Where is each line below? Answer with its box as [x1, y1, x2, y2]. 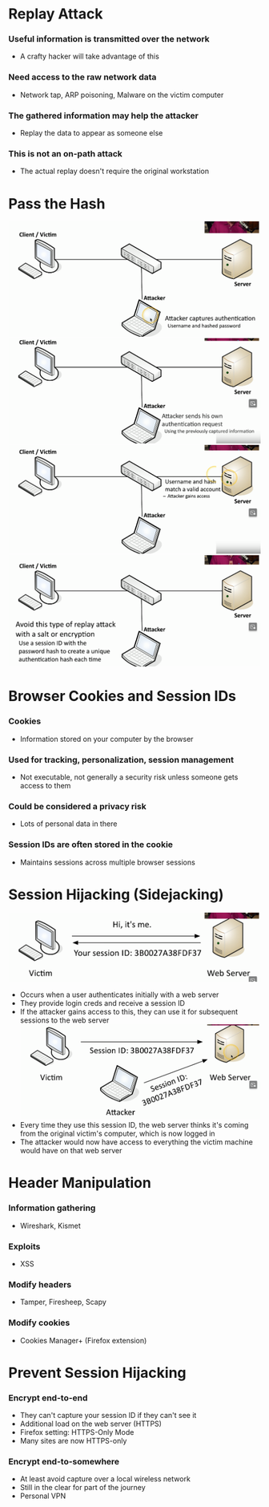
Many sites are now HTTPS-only [19, 1436, 127, 1445]
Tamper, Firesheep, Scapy [19, 1297, 106, 1307]
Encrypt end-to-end [8, 1392, 88, 1404]
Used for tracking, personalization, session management [8, 754, 235, 765]
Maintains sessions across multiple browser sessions [19, 857, 196, 867]
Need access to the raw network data [8, 71, 157, 83]
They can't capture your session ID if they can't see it [19, 1410, 197, 1420]
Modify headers [8, 1278, 72, 1290]
